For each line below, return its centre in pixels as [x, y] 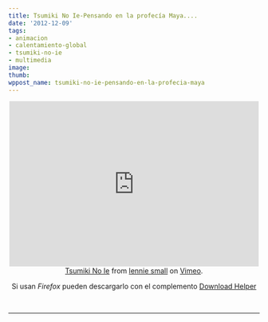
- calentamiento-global [48, 46]
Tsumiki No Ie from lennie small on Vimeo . [134, 270]
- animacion [28, 38]
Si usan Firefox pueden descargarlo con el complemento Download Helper [134, 286]
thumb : [19, 75]
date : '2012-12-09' [41, 23]
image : [19, 68]
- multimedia [30, 61]
